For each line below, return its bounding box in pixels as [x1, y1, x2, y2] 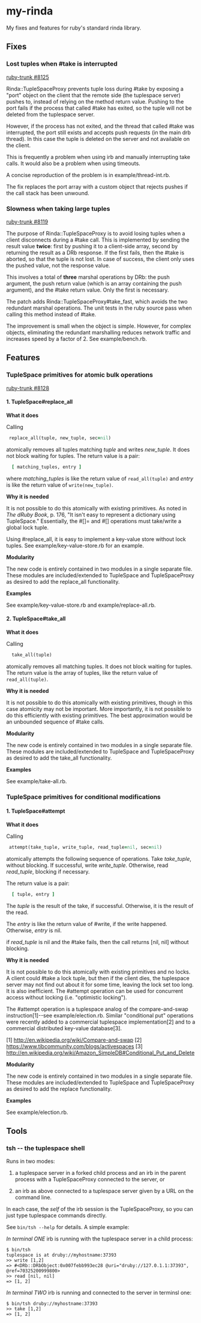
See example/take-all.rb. [6, 777, 67, 784]
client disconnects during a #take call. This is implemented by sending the [6, 236, 190, 243]
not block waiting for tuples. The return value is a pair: [6, 452, 140, 459]
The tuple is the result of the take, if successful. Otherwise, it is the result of [6, 902, 194, 909]
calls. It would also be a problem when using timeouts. [6, 160, 141, 167]
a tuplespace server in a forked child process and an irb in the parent [14, 1169, 186, 1177]
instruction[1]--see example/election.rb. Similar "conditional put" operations [6, 1012, 194, 1019]
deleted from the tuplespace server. [6, 110, 95, 118]
